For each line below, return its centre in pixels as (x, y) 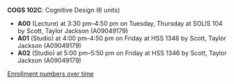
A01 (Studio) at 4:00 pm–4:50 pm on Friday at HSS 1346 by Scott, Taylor (122, 38)
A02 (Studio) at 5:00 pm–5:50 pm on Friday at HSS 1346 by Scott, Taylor (122, 53)
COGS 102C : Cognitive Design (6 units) (64, 10)
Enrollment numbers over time (51, 74)
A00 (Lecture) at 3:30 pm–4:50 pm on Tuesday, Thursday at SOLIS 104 (120, 23)
